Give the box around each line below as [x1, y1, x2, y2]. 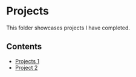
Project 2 [15, 64, 38, 71]
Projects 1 [15, 57, 40, 64]
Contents [6, 42, 42, 52]
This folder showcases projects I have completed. [6, 24, 131, 31]
